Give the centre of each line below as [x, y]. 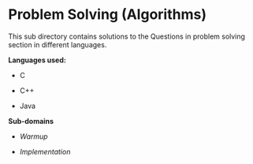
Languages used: [37, 60]
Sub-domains [31, 121]
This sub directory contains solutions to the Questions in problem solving [127, 36]
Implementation [45, 151]
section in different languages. [58, 44]
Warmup [34, 136]
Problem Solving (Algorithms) [108, 15]
